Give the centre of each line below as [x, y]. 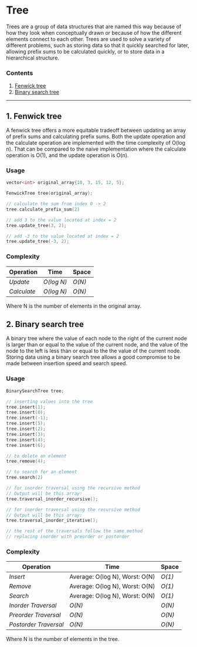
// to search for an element [42, 472]
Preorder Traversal [35, 615]
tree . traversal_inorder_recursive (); [52, 499]
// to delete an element [36, 456]
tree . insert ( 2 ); [26, 429]
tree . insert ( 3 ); [26, 434]
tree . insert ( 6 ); [26, 445]
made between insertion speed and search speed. [67, 363]
